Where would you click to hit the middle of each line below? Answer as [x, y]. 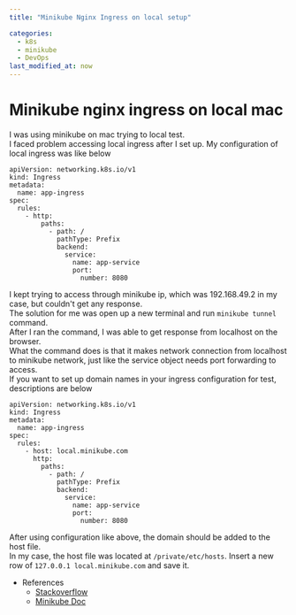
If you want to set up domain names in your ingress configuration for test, [143, 379]
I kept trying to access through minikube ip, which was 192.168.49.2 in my [144, 294]
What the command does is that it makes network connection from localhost [148, 350]
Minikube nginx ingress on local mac [146, 110]
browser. [25, 341]
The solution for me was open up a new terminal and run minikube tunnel [143, 313]
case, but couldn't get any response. [76, 304]
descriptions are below [51, 388]
